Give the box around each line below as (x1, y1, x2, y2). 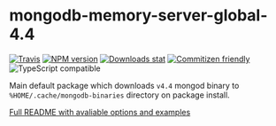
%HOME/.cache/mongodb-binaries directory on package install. (9, 90, 230, 100)
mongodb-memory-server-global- (9, 5, 268, 26)
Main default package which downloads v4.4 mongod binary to (9, 80, 240, 91)
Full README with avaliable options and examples (9, 106, 191, 117)
